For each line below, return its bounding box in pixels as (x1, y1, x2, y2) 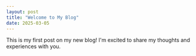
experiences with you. (6, 43, 61, 50)
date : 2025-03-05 (6, 20, 50, 26)
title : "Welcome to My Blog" (6, 14, 79, 20)
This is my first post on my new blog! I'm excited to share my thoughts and (6, 37, 191, 44)
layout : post (6, 8, 39, 15)
